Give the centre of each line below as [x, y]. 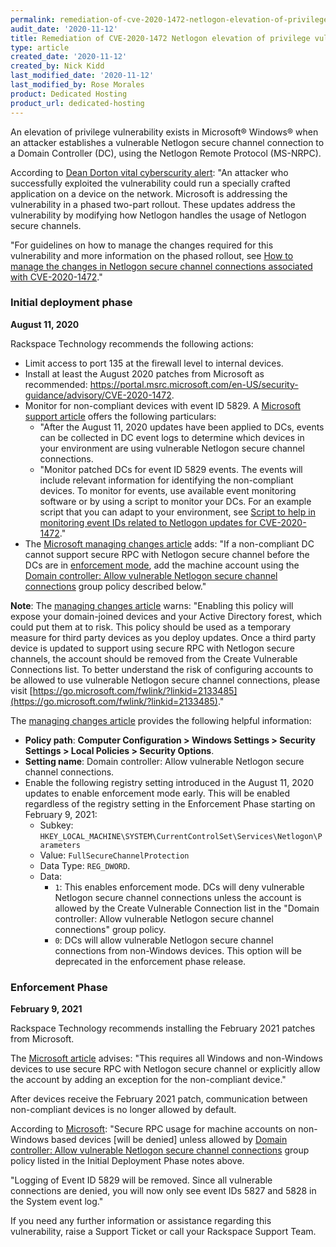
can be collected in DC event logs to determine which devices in [172, 437]
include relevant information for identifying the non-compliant [166, 480]
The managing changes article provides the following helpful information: [161, 720]
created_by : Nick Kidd [57, 66]
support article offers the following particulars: [120, 416]
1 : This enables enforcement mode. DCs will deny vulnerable [179, 887]
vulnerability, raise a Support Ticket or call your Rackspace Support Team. [163, 1232]
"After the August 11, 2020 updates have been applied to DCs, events [182, 427]
